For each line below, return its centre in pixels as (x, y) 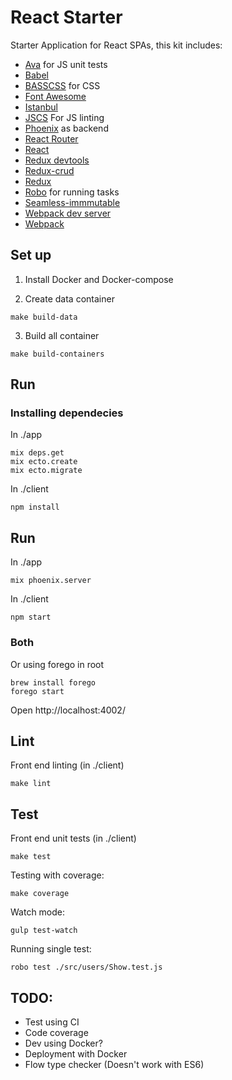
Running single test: (51, 949)
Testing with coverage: (57, 875)
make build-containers (57, 354)
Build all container (62, 335)
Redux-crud (49, 170)
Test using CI (52, 1022)
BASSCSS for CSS (62, 85)
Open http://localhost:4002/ (68, 710)
